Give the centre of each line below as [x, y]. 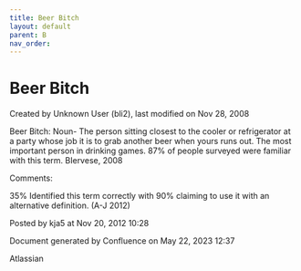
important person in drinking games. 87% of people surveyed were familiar [150, 151]
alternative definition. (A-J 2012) [70, 205]
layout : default [40, 26]
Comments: [31, 178]
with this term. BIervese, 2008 [66, 161]
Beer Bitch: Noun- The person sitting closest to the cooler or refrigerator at [150, 131]
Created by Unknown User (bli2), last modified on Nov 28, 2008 [130, 114]
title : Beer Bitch [44, 18]
